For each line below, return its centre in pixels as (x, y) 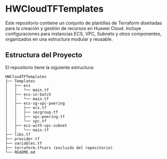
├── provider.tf (22, 139)
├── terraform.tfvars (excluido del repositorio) (59, 148)
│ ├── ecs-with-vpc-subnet (36, 125)
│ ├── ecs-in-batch (28, 94)
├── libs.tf (18, 134)
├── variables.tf (24, 143)
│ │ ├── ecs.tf (26, 108)
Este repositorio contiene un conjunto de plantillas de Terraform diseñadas (84, 23)
